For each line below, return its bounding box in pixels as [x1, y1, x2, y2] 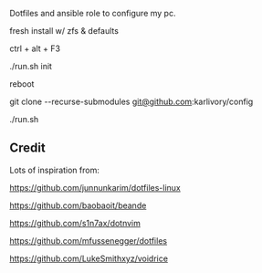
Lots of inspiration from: [9, 164, 100, 175]
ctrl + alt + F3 [9, 43, 61, 54]
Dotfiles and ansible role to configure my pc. [9, 8, 176, 18]
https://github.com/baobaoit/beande [9, 200, 147, 211]
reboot [9, 79, 35, 89]
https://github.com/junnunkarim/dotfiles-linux [9, 182, 181, 193]
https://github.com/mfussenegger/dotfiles [9, 235, 167, 246]
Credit [9, 141, 46, 156]
